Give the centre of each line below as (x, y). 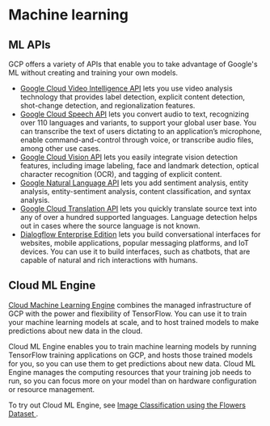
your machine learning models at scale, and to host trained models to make (134, 322)
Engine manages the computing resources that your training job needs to (130, 372)
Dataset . (23, 413)
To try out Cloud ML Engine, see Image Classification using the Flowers (127, 405)
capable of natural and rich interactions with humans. (109, 260)
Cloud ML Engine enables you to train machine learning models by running (133, 346)
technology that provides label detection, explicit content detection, (132, 97)
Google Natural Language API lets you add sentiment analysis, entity (134, 183)
